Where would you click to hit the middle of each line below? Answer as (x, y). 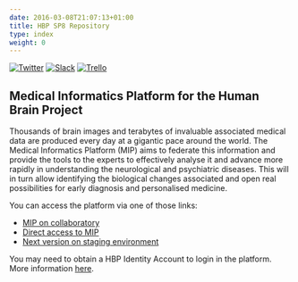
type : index (31, 34)
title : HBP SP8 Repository (60, 26)
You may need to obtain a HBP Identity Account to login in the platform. (140, 259)
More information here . (51, 269)
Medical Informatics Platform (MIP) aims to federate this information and (142, 150)
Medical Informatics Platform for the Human (134, 96)
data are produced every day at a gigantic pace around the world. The (139, 141)
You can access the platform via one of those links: (104, 205)
